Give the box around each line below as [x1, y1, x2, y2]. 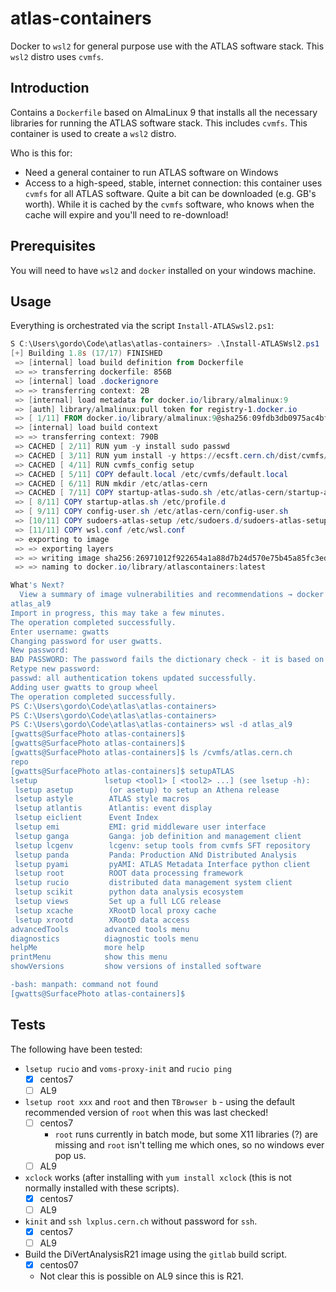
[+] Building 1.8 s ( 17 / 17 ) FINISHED [10, 348, 163, 359]
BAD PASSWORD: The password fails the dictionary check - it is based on [10, 655, 325, 665]
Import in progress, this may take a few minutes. [10, 608, 226, 618]
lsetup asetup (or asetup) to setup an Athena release [14, 785, 280, 795]
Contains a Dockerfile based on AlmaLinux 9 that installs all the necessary [10, 106, 318, 118]
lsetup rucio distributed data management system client [14, 878, 293, 888]
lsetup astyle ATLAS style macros [14, 794, 190, 804]
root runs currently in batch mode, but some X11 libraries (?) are [54, 1128, 318, 1140]
